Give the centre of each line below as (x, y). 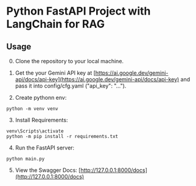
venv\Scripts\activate (35, 131)
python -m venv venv (33, 109)
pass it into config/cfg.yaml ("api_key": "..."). (71, 86)
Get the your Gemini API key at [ (55, 73)
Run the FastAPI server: (45, 148)
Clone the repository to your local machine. (69, 61)
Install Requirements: (41, 120)
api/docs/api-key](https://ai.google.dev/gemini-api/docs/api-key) (97, 79)
